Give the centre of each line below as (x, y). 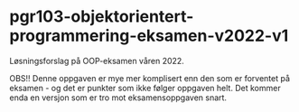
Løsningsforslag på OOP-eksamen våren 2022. (97, 61)
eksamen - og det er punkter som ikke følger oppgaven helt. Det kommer (145, 88)
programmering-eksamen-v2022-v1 (149, 36)
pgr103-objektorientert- (102, 17)
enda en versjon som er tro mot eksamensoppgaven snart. (118, 98)
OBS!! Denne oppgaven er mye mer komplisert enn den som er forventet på (150, 78)
